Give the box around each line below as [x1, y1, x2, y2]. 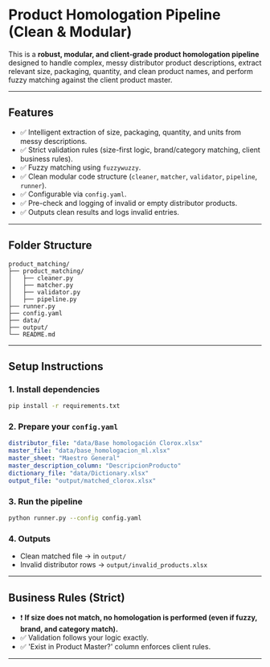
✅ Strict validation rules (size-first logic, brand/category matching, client [19, 145, 261, 154]
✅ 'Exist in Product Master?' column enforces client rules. [19, 641, 211, 651]
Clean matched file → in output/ [19, 551, 127, 561]
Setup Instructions [8, 360, 104, 373]
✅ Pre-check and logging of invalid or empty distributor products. [19, 198, 238, 208]
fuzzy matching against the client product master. [8, 75, 173, 84]
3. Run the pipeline [8, 496, 83, 507]
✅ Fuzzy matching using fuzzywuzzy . [19, 163, 141, 172]
